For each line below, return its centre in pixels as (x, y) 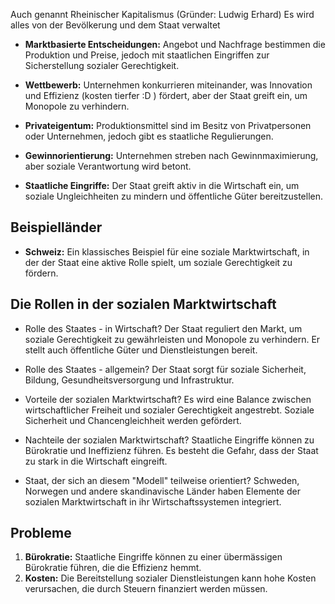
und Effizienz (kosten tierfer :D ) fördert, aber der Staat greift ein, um (166, 95)
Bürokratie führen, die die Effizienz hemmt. (113, 568)
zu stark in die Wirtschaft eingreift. (96, 461)
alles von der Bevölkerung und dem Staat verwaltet (115, 25)
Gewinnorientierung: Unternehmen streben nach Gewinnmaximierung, (171, 155)
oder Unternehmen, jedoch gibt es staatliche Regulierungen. (149, 136)
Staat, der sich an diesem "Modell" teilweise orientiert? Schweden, (162, 480)
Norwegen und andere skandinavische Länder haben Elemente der (162, 491)
